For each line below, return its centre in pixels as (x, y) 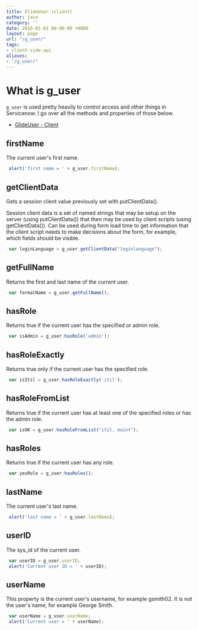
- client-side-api (29, 50)
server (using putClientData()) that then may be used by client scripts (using (99, 219)
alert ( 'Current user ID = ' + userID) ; (58, 566)
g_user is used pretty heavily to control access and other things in (86, 107)
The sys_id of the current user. (43, 550)
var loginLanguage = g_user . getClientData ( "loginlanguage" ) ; (85, 249)
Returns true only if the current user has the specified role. (77, 369)
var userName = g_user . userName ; (50, 616)
